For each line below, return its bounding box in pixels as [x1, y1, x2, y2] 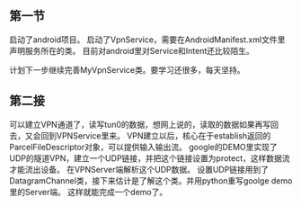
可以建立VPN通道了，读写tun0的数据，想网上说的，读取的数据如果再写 [9, 119, 271, 130]
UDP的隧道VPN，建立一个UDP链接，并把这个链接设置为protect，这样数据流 [9, 152, 290, 164]
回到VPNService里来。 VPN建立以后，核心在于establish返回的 [40, 130, 271, 141]
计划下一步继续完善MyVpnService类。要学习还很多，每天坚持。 [9, 64, 245, 75]
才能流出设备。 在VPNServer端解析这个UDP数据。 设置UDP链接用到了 [9, 164, 270, 175]
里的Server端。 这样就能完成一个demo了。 [9, 186, 168, 197]
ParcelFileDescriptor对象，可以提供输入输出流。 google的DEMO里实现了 [9, 141, 279, 152]
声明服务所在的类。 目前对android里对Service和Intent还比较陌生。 [9, 45, 254, 56]
